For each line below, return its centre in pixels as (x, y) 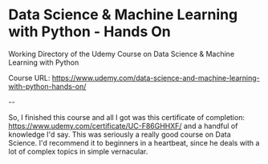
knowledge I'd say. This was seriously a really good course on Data (120, 134)
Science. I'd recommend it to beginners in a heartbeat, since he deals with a (134, 142)
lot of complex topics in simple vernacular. (78, 151)
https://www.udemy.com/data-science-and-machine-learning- (156, 78)
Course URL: (29, 78)
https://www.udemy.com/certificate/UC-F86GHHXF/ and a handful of (123, 126)
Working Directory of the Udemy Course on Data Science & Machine (122, 54)
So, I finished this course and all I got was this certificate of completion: (126, 117)
